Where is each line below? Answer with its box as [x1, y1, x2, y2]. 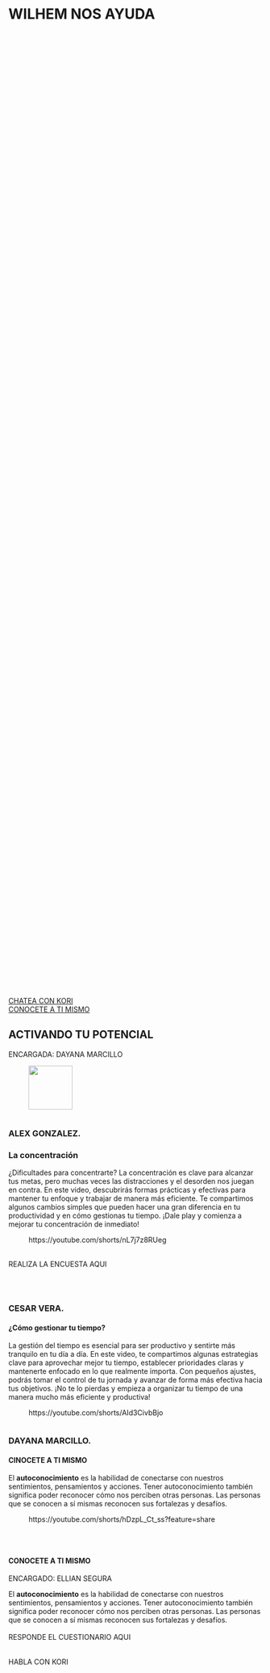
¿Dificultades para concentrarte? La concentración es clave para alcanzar [8, 1168, 254, 1177]
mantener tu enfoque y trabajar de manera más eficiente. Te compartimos [8, 1193, 254, 1203]
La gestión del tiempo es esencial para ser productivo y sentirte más [8, 1341, 236, 1350]
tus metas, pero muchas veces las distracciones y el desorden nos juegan [8, 1177, 255, 1186]
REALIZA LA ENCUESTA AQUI [8, 1259, 107, 1270]
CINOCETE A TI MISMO [8, 1455, 88, 1464]
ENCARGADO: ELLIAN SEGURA [8, 1574, 113, 1583]
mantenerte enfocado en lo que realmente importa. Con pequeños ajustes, [8, 1367, 256, 1376]
